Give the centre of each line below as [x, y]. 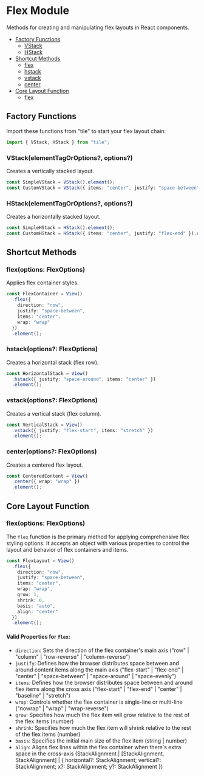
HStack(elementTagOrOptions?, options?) [70, 203]
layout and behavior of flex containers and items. [67, 549]
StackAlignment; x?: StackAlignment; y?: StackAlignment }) [89, 766]
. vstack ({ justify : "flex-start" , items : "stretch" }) [83, 430]
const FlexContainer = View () [45, 294]
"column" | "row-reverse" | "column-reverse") [73, 656]
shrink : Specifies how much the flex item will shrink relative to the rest [103, 727]
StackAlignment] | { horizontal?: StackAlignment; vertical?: [88, 760]
